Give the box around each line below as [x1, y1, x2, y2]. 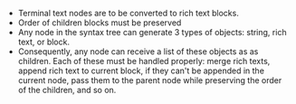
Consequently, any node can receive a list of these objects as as [17, 46, 259, 57]
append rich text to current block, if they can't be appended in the [17, 65, 265, 76]
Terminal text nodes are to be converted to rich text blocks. [17, 8, 240, 18]
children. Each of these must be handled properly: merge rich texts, [17, 56, 271, 66]
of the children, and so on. [17, 85, 117, 95]
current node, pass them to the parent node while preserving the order [17, 75, 282, 85]
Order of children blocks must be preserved [17, 17, 182, 28]
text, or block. [17, 36, 71, 47]
